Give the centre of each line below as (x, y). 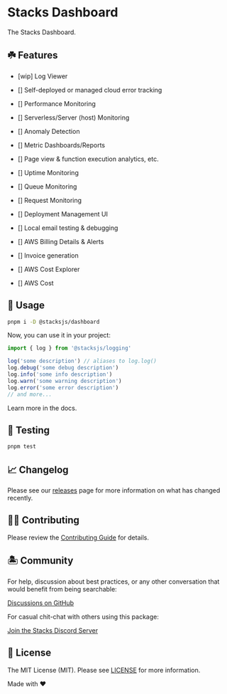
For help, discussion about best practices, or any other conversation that (113, 582)
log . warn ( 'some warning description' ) (65, 381)
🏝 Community (40, 561)
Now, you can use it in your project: (59, 335)
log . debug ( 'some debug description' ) (63, 368)
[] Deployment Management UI (63, 214)
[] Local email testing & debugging (68, 228)
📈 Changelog (38, 469)
